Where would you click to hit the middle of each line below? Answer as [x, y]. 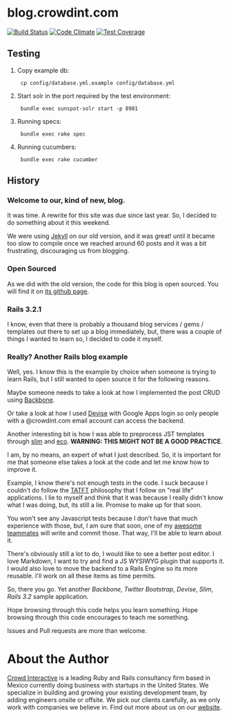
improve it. [22, 470]
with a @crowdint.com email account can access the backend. [96, 421]
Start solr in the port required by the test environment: [94, 95]
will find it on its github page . [48, 291]
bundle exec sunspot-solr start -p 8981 [79, 109]
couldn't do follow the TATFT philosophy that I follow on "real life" [100, 490]
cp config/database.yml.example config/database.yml [98, 83]
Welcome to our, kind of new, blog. [66, 201]
